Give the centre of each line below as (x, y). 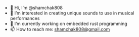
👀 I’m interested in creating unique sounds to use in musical (72, 13)
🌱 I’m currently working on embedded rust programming (68, 23)
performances (25, 18)
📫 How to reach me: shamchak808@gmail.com (60, 29)
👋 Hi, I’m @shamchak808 (36, 8)
